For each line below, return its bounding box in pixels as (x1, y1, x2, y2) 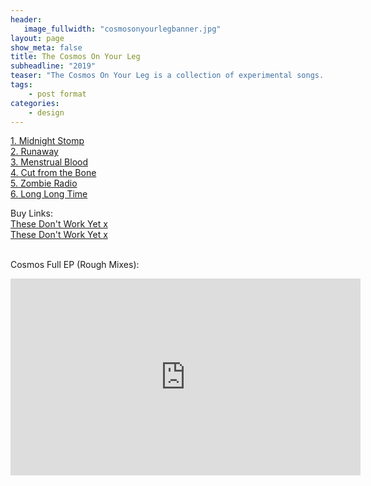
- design (28, 107, 65, 118)
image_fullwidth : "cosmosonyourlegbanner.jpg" (23, 24, 222, 34)
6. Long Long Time (10, 188, 88, 200)
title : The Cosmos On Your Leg (10, 52, 141, 62)
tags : (10, 80, 33, 90)
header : (10, 14, 43, 25)
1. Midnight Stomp (10, 135, 85, 147)
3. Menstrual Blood (10, 156, 89, 168)
